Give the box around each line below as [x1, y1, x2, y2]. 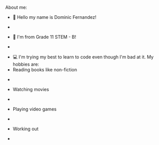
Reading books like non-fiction [12, 67, 77, 73]
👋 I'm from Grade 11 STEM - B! [12, 34, 76, 40]
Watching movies [12, 86, 49, 92]
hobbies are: [12, 61, 39, 67]
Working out [12, 126, 39, 132]
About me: [5, 5, 27, 10]
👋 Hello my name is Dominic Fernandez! [12, 14, 97, 20]
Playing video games [12, 106, 57, 112]
